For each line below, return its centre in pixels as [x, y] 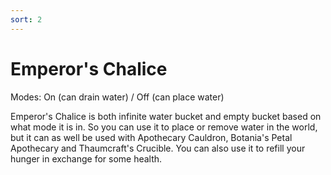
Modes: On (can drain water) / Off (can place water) [117, 97]
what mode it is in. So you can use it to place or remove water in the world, [164, 127]
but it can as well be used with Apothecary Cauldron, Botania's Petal [151, 137]
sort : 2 [26, 19]
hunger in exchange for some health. [86, 158]
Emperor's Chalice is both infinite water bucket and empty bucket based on [166, 116]
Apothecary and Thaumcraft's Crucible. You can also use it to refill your [158, 148]
